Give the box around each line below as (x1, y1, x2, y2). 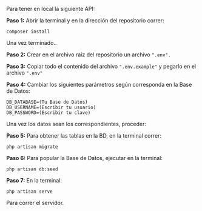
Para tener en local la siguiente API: (6, 5, 95, 12)
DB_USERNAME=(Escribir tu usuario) (6, 104, 96, 110)
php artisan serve (6, 189, 53, 195)
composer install (6, 28, 50, 35)
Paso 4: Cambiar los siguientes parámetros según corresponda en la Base (6, 81, 192, 88)
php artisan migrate (6, 144, 59, 150)
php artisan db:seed (6, 166, 59, 172)
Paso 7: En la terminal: (6, 177, 62, 184)
